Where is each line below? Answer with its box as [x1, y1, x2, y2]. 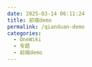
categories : [7, 29, 42, 37]
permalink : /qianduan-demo [7, 23, 85, 30]
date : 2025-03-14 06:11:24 [7, 10, 85, 17]
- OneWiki [13, 36, 42, 43]
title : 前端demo [7, 17, 52, 24]
